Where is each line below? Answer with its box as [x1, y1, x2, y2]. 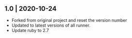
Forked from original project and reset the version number [11, 17, 128, 23]
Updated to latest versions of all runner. [11, 22, 90, 28]
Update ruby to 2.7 [11, 27, 49, 33]
